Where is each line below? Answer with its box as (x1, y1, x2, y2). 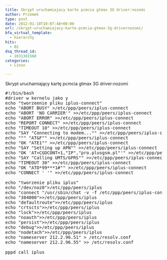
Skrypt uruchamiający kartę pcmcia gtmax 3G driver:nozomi (5, 81, 128, 87)
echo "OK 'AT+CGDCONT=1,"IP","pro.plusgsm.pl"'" (5, 150, 126, 156)
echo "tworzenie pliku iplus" (5, 180, 79, 185)
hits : (5, 40, 16, 45)
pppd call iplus (5, 250, 45, 255)
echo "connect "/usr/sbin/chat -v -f (5, 190, 97, 195)
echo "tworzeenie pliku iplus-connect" (5, 100, 102, 106)
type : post (5, 16, 28, 21)
